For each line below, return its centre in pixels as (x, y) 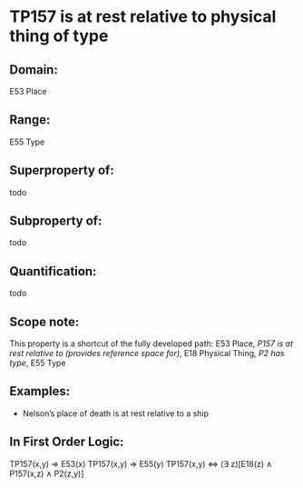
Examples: (40, 391)
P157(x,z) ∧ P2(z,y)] (47, 473)
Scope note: (44, 321)
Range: (30, 120)
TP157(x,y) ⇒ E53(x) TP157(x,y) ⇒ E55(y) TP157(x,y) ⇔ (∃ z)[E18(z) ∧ (141, 463)
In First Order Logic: (67, 442)
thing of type (59, 36)
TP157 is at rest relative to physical (143, 17)
